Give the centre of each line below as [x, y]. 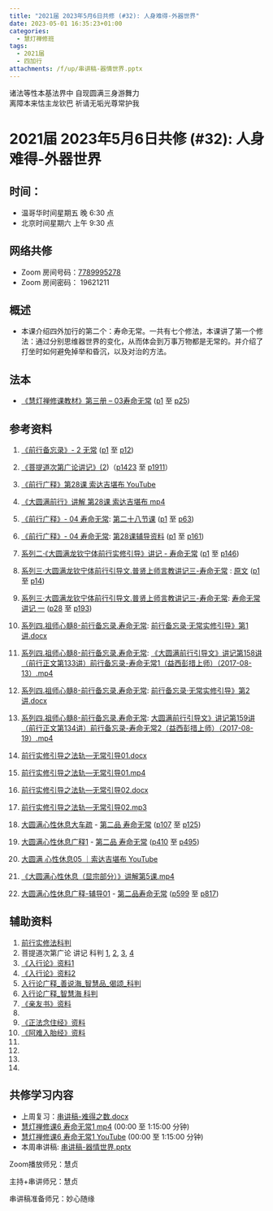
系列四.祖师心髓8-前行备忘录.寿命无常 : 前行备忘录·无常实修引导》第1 [134, 625]
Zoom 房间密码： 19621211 [65, 282]
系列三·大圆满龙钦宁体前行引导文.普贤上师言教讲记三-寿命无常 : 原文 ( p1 [141, 571]
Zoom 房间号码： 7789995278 [71, 272]
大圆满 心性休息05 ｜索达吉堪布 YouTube [89, 859]
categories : [29, 31]
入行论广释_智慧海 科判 [59, 993]
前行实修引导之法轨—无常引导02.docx [84, 790]
